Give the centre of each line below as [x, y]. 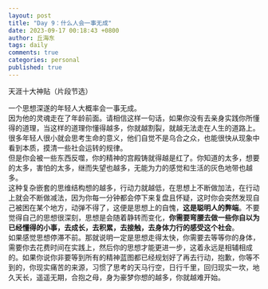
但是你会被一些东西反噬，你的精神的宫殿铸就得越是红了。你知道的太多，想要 [134, 158]
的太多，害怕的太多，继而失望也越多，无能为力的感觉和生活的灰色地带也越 [130, 167]
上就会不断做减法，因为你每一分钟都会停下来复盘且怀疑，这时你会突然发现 [130, 197]
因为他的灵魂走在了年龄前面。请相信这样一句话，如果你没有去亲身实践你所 [130, 118]
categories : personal [44, 61]
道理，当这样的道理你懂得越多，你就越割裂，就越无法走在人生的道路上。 [141, 127]
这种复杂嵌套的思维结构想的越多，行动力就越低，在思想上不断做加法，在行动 [134, 187]
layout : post [30, 16]
